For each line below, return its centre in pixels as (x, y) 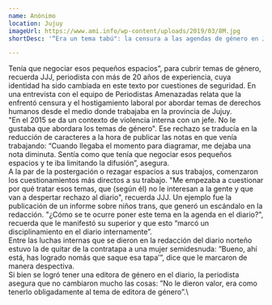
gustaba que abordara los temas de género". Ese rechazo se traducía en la (133, 129)
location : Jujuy (36, 23)
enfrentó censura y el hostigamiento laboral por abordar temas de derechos (135, 103)
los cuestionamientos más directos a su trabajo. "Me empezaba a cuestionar (136, 180)
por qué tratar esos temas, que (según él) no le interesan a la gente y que (131, 189)
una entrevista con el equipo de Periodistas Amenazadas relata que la (125, 95)
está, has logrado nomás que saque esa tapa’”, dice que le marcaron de (128, 258)
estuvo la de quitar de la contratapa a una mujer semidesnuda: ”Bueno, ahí (133, 249)
